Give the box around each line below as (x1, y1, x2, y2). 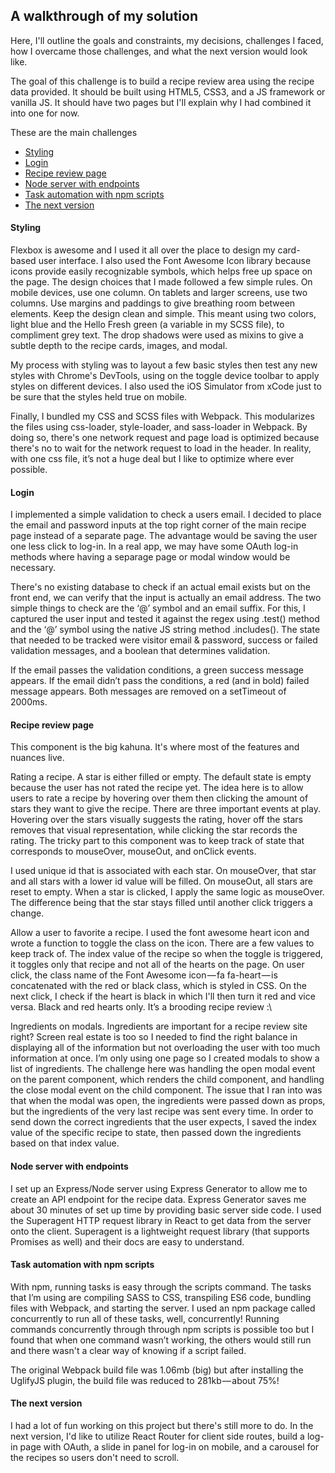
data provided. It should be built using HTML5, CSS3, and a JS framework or (10, 85, 326, 98)
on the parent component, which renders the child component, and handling (10, 1074, 325, 1086)
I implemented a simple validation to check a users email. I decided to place (10, 509, 322, 521)
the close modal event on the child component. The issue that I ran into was (10, 1084, 323, 1096)
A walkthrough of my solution (10, 8, 199, 25)
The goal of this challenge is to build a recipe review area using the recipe (10, 75, 315, 87)
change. (10, 907, 45, 919)
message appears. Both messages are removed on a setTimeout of (10, 685, 287, 698)
